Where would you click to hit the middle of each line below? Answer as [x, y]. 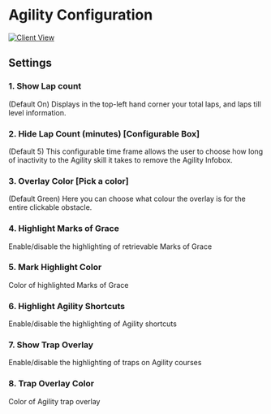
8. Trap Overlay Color [52, 384]
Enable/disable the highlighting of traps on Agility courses [105, 363]
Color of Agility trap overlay [54, 401]
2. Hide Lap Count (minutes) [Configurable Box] [104, 133]
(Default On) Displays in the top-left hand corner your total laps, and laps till [135, 104]
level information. [37, 112]
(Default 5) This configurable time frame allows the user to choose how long [136, 151]
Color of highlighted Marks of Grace [69, 285]
